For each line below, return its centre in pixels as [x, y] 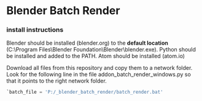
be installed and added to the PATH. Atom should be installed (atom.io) [96, 56]
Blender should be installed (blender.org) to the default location [87, 43]
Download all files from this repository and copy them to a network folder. [99, 68]
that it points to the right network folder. [57, 81]
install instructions [35, 30]
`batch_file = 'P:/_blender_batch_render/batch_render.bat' [85, 92]
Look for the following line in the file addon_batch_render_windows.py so [99, 75]
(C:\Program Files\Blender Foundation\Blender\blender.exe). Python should [101, 50]
